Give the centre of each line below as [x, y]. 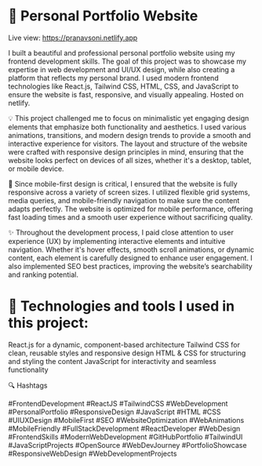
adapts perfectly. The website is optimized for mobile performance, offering [131, 209]
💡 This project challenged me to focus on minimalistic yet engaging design [129, 118]
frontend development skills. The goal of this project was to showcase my [127, 61]
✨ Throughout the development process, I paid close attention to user [121, 232]
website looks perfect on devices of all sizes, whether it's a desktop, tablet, [130, 160]
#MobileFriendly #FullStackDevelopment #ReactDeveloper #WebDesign [124, 428]
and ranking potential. [44, 275]
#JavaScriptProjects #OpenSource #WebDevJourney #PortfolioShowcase [127, 445]
